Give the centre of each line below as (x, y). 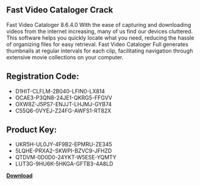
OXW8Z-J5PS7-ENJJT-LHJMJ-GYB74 (63, 104)
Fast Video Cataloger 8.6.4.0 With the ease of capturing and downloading (99, 24)
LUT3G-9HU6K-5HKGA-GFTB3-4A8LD (64, 164)
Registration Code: (43, 77)
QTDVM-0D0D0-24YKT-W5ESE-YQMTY (66, 158)
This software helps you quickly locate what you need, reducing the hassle (100, 38)
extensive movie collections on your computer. (65, 57)
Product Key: (31, 130)
